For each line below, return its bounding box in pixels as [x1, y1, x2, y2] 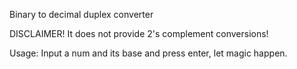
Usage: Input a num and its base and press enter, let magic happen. [9, 47, 288, 59]
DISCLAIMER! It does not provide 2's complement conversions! [9, 28, 269, 39]
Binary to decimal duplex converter [9, 9, 154, 20]
